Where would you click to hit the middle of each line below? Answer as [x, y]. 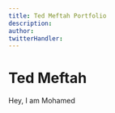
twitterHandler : [36, 38]
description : [30, 23]
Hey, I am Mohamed [42, 101]
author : [21, 31]
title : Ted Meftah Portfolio [57, 16]
